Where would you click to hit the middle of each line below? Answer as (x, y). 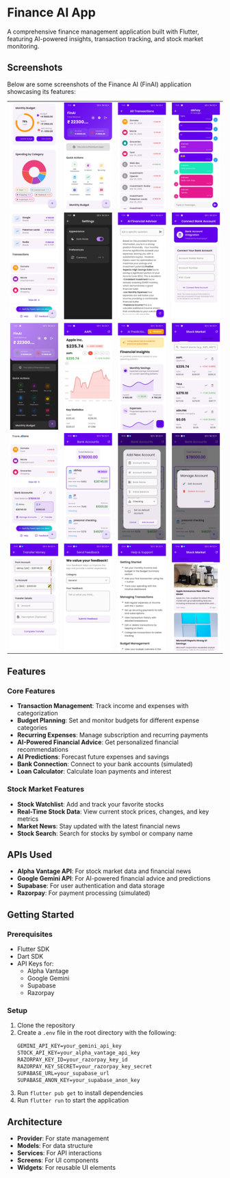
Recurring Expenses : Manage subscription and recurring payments (113, 735)
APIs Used (30, 855)
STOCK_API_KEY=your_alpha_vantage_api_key (78, 1053)
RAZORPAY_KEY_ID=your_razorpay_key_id (72, 1060)
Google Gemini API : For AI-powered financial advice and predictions (114, 879)
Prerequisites (30, 934)
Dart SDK (30, 957)
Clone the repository (46, 1025)
